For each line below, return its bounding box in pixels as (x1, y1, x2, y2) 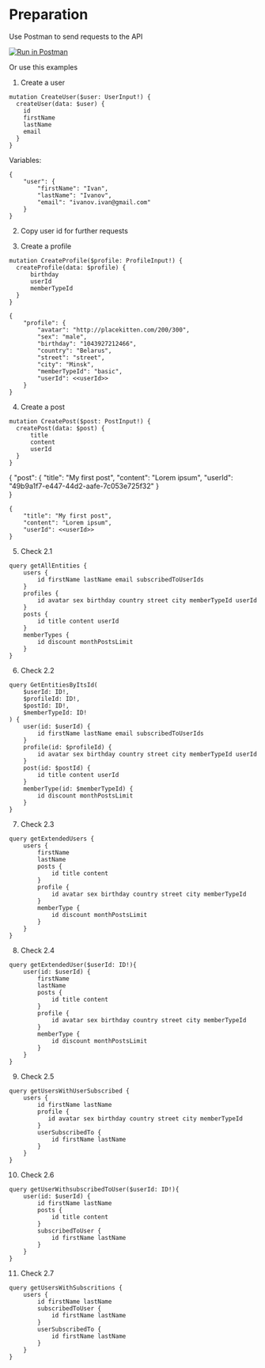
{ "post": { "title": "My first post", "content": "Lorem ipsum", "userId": (9, 472, 233, 482)
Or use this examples (9, 62, 78, 72)
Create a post (20, 402, 66, 411)
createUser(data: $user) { (16, 100, 105, 108)
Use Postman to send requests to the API (9, 32, 143, 41)
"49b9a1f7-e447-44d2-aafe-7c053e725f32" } (9, 481, 159, 491)
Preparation (9, 6, 89, 24)
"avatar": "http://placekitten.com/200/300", (37, 326, 191, 334)
